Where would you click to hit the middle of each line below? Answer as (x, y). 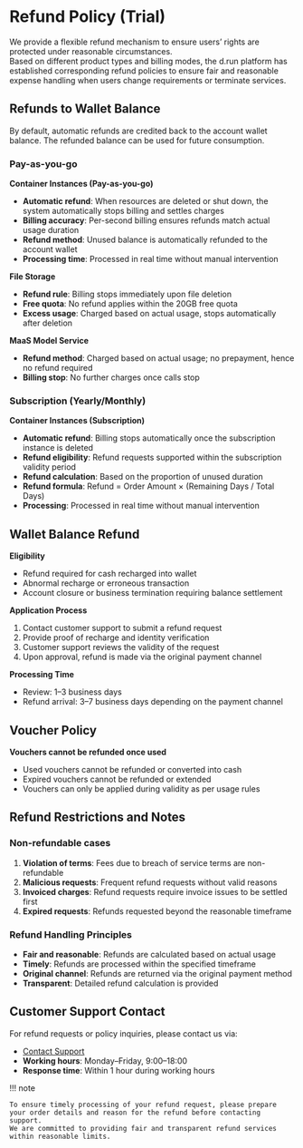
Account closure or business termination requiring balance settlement (152, 593)
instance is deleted (57, 448)
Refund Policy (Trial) (87, 17)
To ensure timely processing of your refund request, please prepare (143, 1104)
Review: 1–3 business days (72, 692)
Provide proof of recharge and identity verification (116, 637)
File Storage (33, 277)
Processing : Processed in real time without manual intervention (141, 506)
